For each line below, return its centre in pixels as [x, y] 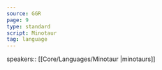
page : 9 [18, 20]
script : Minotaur [32, 33]
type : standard [29, 26]
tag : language [27, 40]
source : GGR [24, 14]
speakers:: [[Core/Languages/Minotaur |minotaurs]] [81, 59]
